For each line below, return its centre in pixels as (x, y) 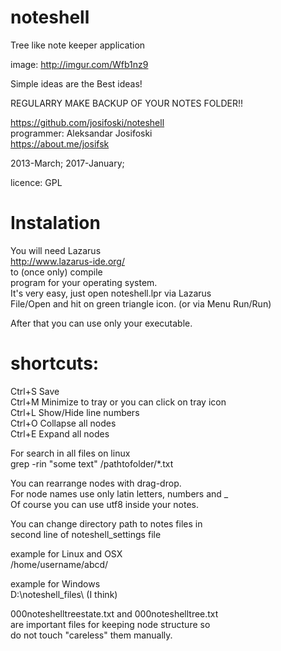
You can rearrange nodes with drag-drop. (96, 483)
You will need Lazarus (56, 250)
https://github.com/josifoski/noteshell (87, 122)
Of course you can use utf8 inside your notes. (105, 504)
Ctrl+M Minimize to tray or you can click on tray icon (118, 402)
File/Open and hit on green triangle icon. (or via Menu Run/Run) (141, 303)
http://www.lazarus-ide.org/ (67, 261)
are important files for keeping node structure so (110, 624)
